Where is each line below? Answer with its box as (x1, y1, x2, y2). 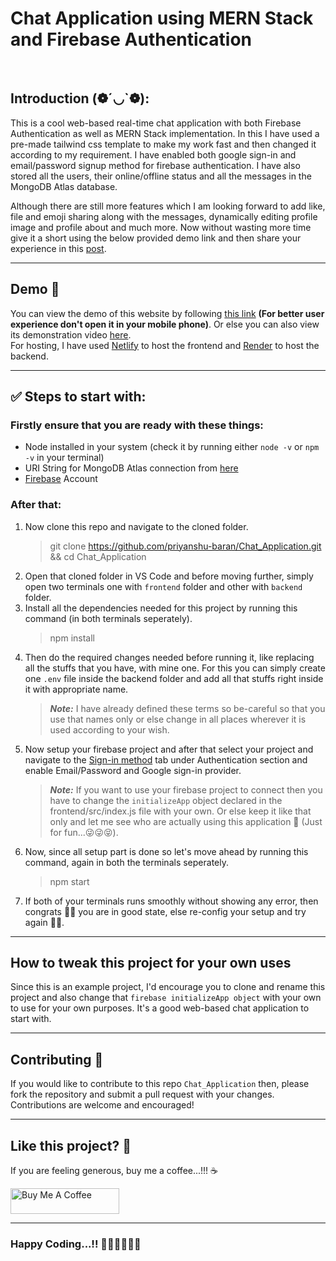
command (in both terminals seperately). (24, 612, 193, 624)
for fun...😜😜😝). (49, 826, 119, 838)
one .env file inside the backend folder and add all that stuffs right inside (24, 672, 324, 684)
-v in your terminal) (24, 452, 105, 464)
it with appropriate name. (24, 683, 129, 695)
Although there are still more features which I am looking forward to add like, (10, 200, 326, 212)
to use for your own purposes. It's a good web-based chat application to (10, 1002, 310, 1014)
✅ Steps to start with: (10, 388, 147, 405)
